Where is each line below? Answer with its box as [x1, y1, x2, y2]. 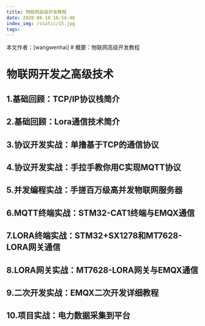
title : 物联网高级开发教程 [6, 9, 67, 15]
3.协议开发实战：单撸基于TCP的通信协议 [6, 139, 159, 150]
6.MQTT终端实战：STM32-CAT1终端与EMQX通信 [6, 208, 195, 218]
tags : [6, 26, 20, 33]
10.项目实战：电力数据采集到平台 [6, 311, 130, 321]
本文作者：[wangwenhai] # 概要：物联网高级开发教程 [6, 44, 140, 51]
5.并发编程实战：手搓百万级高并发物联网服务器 [6, 185, 183, 195]
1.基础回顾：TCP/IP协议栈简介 [6, 93, 121, 104]
